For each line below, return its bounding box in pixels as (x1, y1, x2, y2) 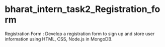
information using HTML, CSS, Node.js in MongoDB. (5, 36, 113, 42)
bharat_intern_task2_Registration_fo (5, 3, 160, 15)
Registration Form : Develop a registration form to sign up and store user (5, 30, 155, 36)
